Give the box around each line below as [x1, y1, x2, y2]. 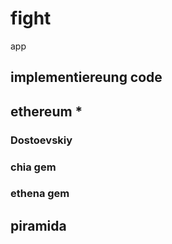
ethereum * [10, 103, 83, 120]
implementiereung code [10, 69, 163, 86]
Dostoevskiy [10, 133, 73, 147]
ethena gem [10, 187, 70, 201]
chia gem [10, 160, 57, 174]
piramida [10, 217, 67, 234]
